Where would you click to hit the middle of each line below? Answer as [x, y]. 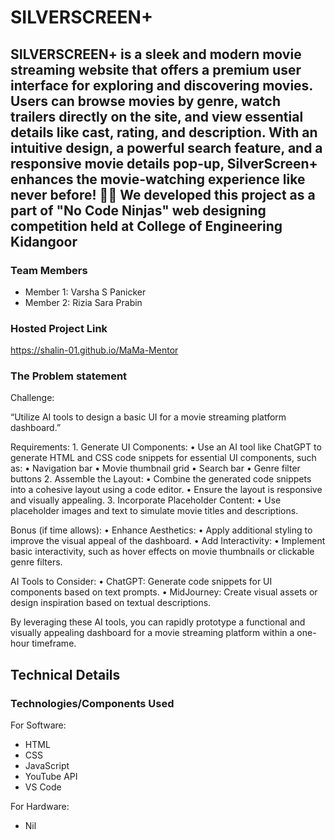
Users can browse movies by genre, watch [146, 101]
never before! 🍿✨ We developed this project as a [163, 194]
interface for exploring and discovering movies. [161, 85]
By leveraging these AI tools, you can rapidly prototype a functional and [158, 622]
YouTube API [51, 777]
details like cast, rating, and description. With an [164, 132]
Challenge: [32, 398]
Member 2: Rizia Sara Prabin [83, 302]
